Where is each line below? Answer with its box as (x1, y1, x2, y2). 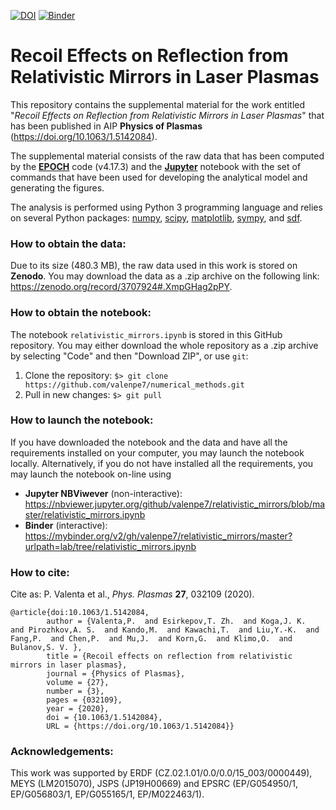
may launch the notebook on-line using (10, 468, 172, 480)
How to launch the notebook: (10, 413, 154, 427)
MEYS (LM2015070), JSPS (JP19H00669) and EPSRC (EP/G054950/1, (10, 778, 298, 790)
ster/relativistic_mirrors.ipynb (24, 508, 146, 520)
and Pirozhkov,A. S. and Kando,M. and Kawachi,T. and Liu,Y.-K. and (10, 625, 320, 635)
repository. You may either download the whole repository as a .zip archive (10, 339, 319, 351)
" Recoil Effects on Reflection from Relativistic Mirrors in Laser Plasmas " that (10, 109, 325, 121)
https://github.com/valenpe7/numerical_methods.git (24, 380, 245, 390)
